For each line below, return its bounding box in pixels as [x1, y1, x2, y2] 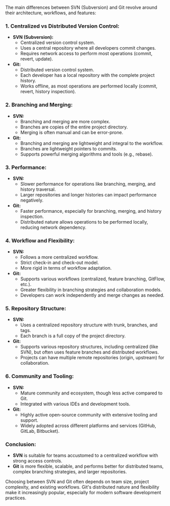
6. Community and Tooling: [5, 373, 74, 380]
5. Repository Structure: [5, 305, 66, 312]
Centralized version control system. [20, 39, 95, 46]
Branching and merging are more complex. [20, 118, 111, 124]
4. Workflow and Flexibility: [5, 237, 75, 244]
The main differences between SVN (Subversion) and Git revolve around [5, 5, 157, 10]
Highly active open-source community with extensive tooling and [20, 411, 157, 417]
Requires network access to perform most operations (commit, [20, 51, 153, 57]
